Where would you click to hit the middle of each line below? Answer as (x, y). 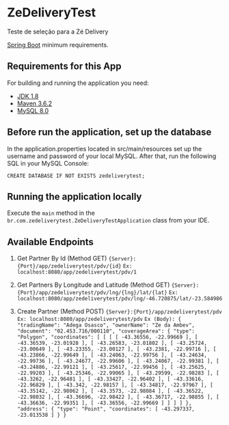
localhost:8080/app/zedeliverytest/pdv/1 (77, 272)
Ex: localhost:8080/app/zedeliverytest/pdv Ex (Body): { (99, 320)
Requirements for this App (64, 66)
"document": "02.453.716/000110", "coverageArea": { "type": (106, 331)
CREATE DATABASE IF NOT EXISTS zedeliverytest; (76, 176)
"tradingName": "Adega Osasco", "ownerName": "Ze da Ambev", (106, 325)
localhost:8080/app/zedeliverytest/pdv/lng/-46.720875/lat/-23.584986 (120, 299)
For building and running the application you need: (78, 83)
